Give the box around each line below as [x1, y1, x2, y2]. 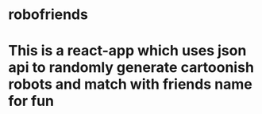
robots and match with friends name [8, 75, 252, 93]
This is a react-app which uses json [8, 42, 247, 60]
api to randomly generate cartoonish [8, 59, 254, 77]
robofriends [8, 6, 89, 24]
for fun [8, 93, 54, 110]
